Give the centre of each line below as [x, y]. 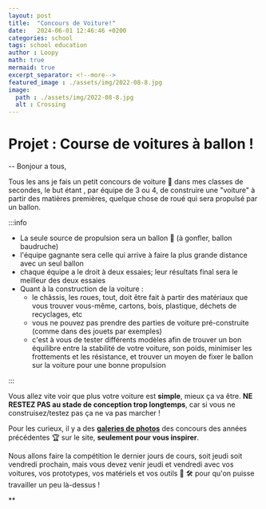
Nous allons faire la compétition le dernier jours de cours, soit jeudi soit [125, 456]
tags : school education [48, 45]
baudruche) [39, 247]
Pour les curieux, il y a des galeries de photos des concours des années [128, 428]
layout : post [30, 16]
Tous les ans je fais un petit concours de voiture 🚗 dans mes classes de [126, 182]
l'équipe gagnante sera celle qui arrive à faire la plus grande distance [133, 255]
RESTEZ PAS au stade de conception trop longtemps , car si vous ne [122, 404]
